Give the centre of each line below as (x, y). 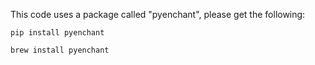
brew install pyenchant (60, 50)
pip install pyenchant (57, 33)
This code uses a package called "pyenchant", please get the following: (158, 14)
